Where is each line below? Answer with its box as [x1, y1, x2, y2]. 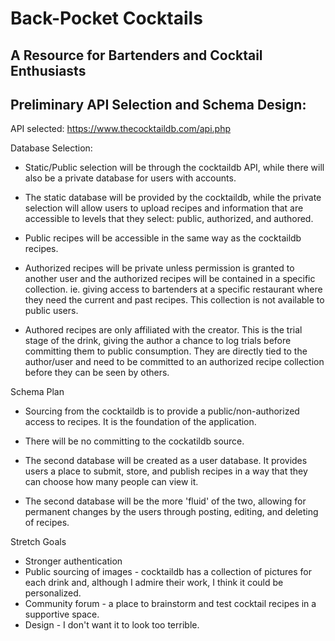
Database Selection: [10, 142, 93, 154]
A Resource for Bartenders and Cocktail [10, 47, 263, 64]
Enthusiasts [10, 62, 87, 79]
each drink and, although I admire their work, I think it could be [24, 577, 284, 589]
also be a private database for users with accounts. [24, 172, 237, 184]
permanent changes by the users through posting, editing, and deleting [24, 506, 319, 518]
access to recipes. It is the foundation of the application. [24, 416, 257, 428]
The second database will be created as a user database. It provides [24, 455, 308, 467]
